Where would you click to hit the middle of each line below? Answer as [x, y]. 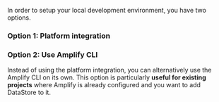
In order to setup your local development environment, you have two [107, 10]
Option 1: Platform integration [59, 36]
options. [19, 18]
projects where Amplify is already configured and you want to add [104, 85]
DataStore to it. [29, 93]
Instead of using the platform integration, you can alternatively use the [109, 70]
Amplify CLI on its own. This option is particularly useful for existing [107, 77]
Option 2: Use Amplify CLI [53, 54]
